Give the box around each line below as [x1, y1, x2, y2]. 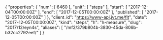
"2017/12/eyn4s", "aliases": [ [5, 25, 63, 30]
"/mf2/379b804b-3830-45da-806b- [64, 25, 138, 30]
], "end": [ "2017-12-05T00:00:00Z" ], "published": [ [37, 9, 144, 15]
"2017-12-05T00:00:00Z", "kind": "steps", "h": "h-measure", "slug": [5, 19, 142, 25]
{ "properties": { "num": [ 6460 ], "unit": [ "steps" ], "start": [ [5, 4, 128, 10]
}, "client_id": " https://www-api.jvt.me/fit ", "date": [46, 14, 148, 20]
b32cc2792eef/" [5, 30, 38, 35]
